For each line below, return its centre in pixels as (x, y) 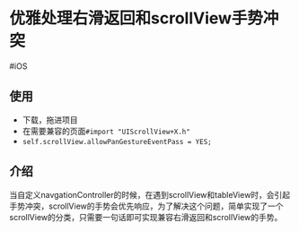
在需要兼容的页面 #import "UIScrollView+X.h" (106, 131)
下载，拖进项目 (50, 120)
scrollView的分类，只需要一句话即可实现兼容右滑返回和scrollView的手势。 (146, 217)
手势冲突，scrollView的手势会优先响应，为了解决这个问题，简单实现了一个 (147, 206)
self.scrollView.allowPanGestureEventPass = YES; (117, 141)
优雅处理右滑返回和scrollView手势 (136, 18)
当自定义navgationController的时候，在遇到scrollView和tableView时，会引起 (150, 194)
